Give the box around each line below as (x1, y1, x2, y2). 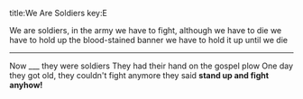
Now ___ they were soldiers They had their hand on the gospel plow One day (9, 60, 293, 71)
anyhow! (9, 80, 43, 90)
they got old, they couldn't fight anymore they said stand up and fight (9, 70, 269, 80)
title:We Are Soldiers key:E (9, 8, 108, 18)
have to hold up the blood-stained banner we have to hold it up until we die (9, 35, 289, 45)
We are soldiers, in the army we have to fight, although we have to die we (9, 25, 282, 35)
